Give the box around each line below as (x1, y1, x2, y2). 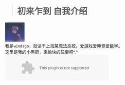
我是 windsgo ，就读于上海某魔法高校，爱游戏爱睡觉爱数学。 (5, 43, 123, 49)
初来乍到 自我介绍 (17, 6, 88, 17)
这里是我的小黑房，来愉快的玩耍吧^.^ (5, 49, 78, 55)
